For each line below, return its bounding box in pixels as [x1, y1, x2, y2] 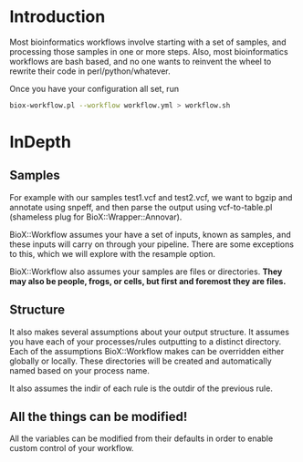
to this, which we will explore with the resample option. [9, 248, 216, 259]
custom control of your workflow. [9, 443, 134, 454]
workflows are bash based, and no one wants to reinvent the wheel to [9, 56, 272, 67]
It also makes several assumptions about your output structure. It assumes [9, 326, 290, 337]
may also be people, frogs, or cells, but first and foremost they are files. [9, 275, 287, 286]
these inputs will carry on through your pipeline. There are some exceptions [9, 239, 295, 250]
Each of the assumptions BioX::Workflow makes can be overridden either [9, 345, 285, 356]
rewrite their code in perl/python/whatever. [9, 66, 171, 77]
